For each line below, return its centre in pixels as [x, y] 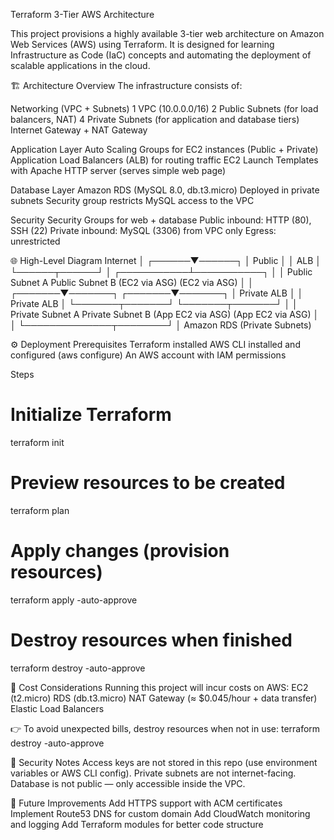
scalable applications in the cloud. [80, 65]
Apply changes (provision [120, 551]
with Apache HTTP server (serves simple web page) [118, 170]
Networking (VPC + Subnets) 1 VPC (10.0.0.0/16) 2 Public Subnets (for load [164, 108]
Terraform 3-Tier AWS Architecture [82, 14]
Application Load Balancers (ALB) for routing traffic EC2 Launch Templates [164, 160]
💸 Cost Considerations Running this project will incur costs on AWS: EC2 [159, 687]
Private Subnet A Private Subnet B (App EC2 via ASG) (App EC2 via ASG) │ [165, 314]
